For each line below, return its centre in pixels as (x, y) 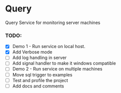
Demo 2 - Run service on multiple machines (57, 69)
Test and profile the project (40, 80)
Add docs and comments (38, 86)
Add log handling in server (40, 57)
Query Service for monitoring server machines (53, 22)
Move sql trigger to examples (42, 74)
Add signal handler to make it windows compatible (64, 63)
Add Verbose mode (32, 52)
